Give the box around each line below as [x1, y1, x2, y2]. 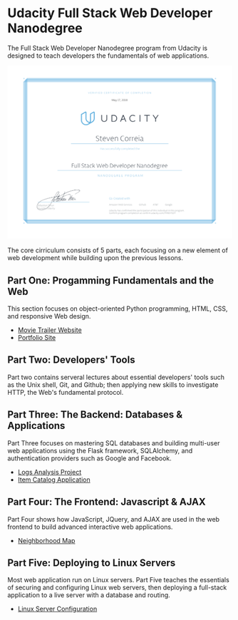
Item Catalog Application [17, 475, 90, 484]
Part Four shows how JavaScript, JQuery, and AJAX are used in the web [7, 515, 219, 523]
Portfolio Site [17, 334, 56, 342]
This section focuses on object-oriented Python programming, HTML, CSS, [7, 304, 228, 313]
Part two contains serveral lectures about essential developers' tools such [7, 373, 225, 381]
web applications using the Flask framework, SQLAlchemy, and [7, 446, 193, 455]
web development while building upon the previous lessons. [7, 254, 184, 262]
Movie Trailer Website [17, 326, 82, 334]
